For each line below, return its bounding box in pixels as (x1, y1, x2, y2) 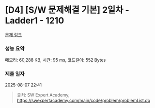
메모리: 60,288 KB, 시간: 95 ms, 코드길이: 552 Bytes (5, 57, 106, 63)
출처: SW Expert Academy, (16, 92, 70, 98)
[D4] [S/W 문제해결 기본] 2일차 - (5, 4, 129, 16)
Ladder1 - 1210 (5, 15, 64, 26)
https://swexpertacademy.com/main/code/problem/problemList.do (16, 97, 151, 103)
